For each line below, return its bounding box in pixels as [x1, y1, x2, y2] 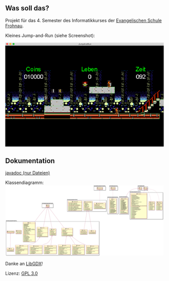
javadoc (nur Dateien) [5, 170, 50, 176]
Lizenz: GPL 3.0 [5, 270, 38, 276]
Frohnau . [5, 23, 24, 29]
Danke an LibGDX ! [5, 260, 43, 266]
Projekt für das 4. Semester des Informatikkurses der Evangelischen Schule [5, 17, 162, 23]
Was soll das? [5, 4, 49, 13]
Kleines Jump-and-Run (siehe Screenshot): [5, 32, 96, 38]
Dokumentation [5, 156, 55, 165]
